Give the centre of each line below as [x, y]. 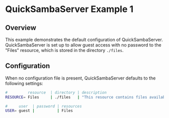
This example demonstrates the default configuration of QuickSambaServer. [84, 39]
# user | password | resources [44, 106]
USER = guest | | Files [39, 111]
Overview [21, 28]
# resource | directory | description [56, 92]
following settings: [24, 83]
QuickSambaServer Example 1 [69, 9]
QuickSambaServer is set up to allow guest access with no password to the [83, 45]
